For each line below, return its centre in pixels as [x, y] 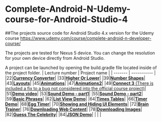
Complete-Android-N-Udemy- [68, 9]
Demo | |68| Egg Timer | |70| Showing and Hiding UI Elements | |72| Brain [77, 104]
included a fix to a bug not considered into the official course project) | [76, 88]
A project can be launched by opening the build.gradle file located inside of [81, 68]
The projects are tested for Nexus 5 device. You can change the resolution [80, 53]
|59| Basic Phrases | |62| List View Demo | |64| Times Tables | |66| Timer [76, 98]
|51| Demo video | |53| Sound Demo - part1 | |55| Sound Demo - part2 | [74, 94]
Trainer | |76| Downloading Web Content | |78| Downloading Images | [74, 109]
